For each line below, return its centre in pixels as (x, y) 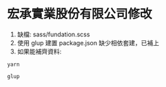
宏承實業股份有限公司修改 (80, 14)
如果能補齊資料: (39, 51)
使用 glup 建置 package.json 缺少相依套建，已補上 (88, 42)
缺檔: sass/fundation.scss (53, 34)
